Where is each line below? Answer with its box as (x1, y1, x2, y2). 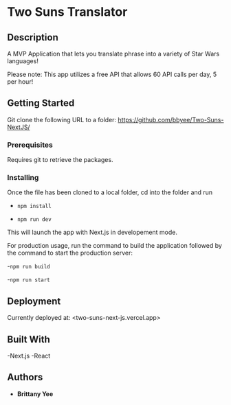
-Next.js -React (7, 351, 51, 360)
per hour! (7, 78, 34, 86)
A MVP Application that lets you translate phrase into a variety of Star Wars (7, 49, 220, 58)
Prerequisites (7, 140, 53, 150)
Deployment (7, 295, 61, 307)
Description (7, 32, 58, 43)
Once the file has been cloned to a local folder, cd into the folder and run (7, 188, 213, 196)
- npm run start (7, 275, 50, 283)
